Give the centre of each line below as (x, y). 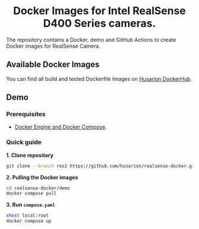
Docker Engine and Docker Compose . (61, 127)
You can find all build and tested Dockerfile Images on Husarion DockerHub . (99, 78)
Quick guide (24, 142)
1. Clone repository (30, 155)
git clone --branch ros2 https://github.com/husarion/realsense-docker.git (102, 166)
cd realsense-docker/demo (38, 188)
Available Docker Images (53, 65)
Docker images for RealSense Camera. (53, 46)
